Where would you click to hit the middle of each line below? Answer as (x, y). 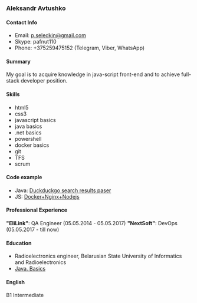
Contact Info (22, 22)
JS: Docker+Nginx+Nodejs (47, 196)
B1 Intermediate (25, 295)
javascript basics (35, 120)
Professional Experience (37, 210)
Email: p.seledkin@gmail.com (50, 35)
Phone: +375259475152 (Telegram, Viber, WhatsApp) (80, 48)
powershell (28, 139)
